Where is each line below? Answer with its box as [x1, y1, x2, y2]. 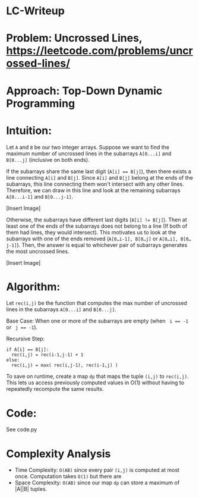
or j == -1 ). [6, 324, 38, 331]
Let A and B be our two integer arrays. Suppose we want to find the [6, 143, 169, 151]
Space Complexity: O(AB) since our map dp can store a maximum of [14, 479, 180, 486]
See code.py [6, 426, 37, 433]
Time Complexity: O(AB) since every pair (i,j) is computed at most [14, 466, 180, 474]
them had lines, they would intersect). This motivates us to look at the [6, 228, 176, 236]
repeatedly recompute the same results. [6, 386, 104, 393]
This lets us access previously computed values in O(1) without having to [6, 379, 185, 386]
